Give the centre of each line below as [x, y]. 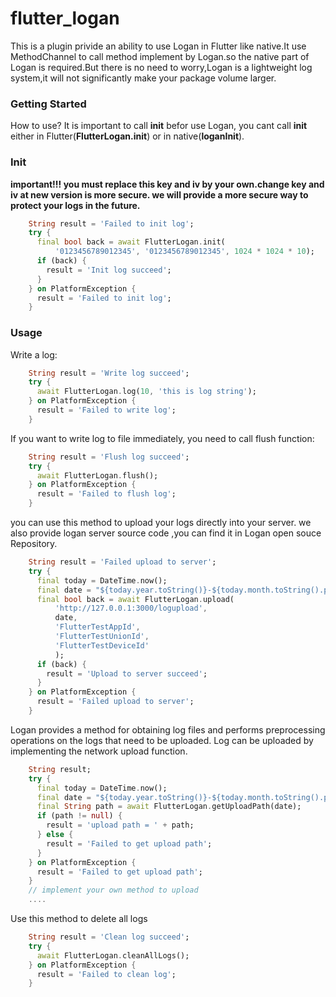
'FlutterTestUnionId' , [102, 637]
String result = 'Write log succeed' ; [109, 373]
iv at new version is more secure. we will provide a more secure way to [159, 194]
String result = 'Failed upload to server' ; [122, 562]
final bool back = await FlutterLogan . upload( [135, 599]
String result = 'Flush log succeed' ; [109, 457]
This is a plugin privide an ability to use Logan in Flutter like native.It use [158, 46]
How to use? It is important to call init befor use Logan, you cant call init [159, 126]
